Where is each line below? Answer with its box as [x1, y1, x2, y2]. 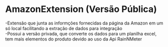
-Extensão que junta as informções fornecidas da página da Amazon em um [5, 20, 163, 26]
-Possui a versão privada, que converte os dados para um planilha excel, [5, 30, 157, 36]
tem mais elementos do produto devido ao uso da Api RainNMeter [5, 36, 142, 42]
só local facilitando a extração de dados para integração [5, 25, 123, 31]
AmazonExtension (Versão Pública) [5, 3, 157, 15]
